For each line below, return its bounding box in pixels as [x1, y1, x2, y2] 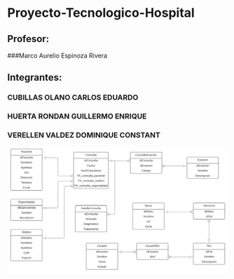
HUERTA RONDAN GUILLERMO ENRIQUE [7, 111, 147, 121]
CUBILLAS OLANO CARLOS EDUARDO [7, 93, 139, 102]
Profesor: [7, 33, 50, 45]
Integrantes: [7, 72, 62, 83]
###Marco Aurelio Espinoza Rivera [7, 51, 107, 60]
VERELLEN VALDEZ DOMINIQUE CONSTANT [7, 130, 161, 140]
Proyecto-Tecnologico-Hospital [7, 5, 195, 21]
